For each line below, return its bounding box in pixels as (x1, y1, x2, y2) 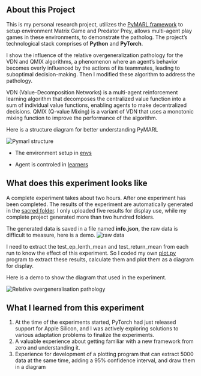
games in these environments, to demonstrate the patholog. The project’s (6, 33, 188, 41)
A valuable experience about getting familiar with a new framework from (14, 338, 194, 345)
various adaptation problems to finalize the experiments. (14, 332, 155, 339)
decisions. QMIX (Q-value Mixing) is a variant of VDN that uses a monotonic (6, 108, 194, 115)
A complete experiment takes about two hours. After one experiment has (6, 194, 186, 201)
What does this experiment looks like (6, 178, 148, 189)
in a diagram (14, 363, 46, 371)
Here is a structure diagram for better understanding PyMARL (6, 126, 158, 133)
